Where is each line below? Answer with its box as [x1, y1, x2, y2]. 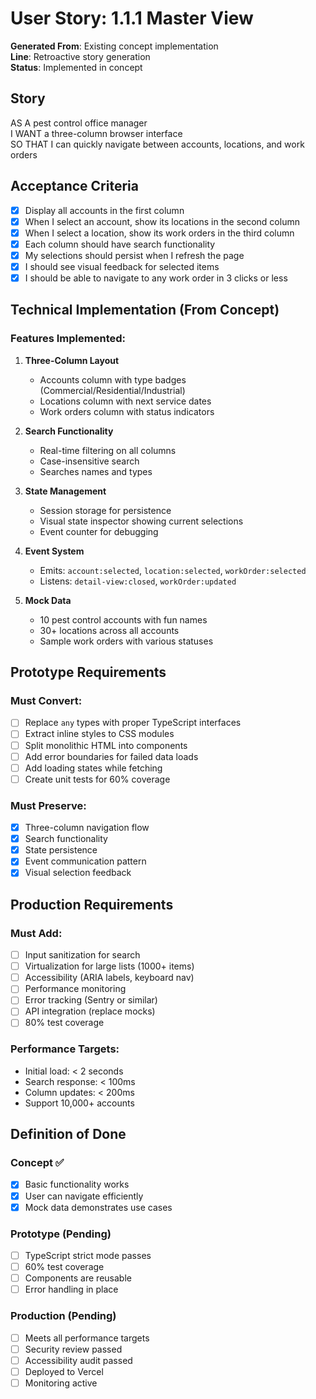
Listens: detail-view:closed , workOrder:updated [39, 575, 237, 587]
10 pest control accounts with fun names [39, 613, 208, 626]
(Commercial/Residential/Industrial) [39, 384, 186, 396]
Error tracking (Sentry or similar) [24, 994, 158, 1006]
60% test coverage [24, 1261, 105, 1273]
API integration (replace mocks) [24, 1005, 156, 1017]
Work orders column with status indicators [39, 405, 215, 417]
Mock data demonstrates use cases [24, 1201, 173, 1213]
